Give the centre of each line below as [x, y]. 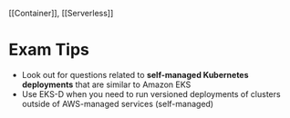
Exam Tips [49, 50]
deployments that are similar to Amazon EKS [106, 84]
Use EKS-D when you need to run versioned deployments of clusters [151, 93]
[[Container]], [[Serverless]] [61, 13]
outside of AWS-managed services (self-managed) [118, 103]
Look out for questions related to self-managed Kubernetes [135, 74]
